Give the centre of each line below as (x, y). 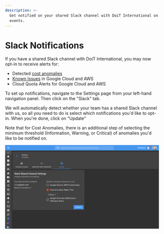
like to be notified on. (26, 138)
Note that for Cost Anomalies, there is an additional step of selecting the (78, 128)
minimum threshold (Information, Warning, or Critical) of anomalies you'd (78, 133)
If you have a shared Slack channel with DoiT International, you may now (78, 59)
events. (17, 21)
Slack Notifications (44, 45)
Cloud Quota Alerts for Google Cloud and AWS (59, 84)
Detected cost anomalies (37, 74)
